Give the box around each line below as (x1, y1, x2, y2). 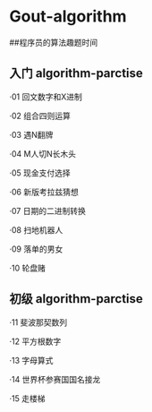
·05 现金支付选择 (9, 167, 72, 178)
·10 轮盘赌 (9, 262, 46, 273)
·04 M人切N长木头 (9, 148, 77, 159)
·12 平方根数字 (9, 336, 62, 347)
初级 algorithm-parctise (9, 291, 143, 306)
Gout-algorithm (9, 6, 127, 27)
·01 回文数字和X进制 (9, 91, 83, 102)
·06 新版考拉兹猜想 (9, 186, 79, 197)
